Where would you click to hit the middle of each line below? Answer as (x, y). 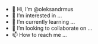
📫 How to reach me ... (39, 35)
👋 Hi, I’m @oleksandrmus (42, 9)
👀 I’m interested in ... (37, 15)
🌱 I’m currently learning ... (43, 22)
